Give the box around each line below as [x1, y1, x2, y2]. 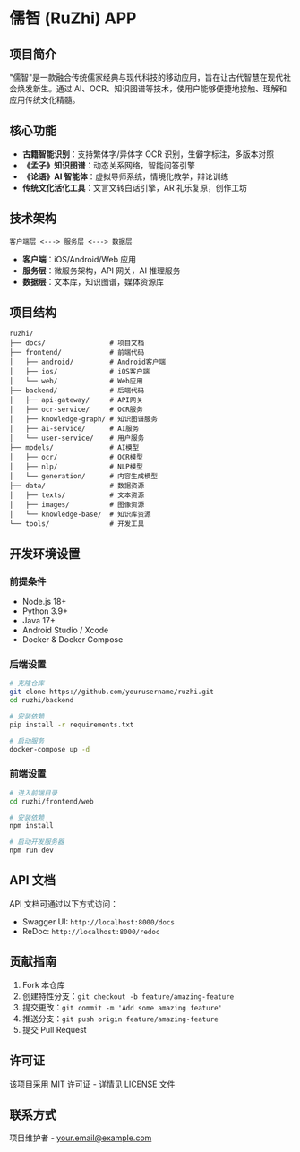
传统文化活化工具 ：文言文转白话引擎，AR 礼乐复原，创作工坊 [21, 182, 248, 193]
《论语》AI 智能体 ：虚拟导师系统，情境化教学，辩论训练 [21, 171, 229, 182]
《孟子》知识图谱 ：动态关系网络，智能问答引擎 [21, 159, 195, 170]
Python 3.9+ [21, 606, 69, 616]
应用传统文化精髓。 [9, 95, 81, 105]
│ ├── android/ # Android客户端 [9, 357, 167, 367]
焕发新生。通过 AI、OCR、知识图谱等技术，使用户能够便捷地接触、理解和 [16, 83, 287, 94]
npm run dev [9, 846, 54, 855]
